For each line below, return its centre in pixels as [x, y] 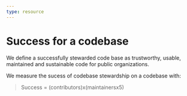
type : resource [25, 12]
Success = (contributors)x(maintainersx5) [73, 87]
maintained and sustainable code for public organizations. [78, 64]
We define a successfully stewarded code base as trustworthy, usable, [93, 58]
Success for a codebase [67, 41]
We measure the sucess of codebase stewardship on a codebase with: [94, 76]
